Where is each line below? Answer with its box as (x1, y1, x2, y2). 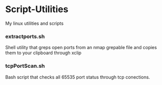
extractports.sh (5, 33, 45, 40)
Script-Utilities (5, 4, 69, 15)
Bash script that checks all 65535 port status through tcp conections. (5, 74, 150, 80)
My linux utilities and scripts (5, 20, 64, 26)
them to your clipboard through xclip (5, 50, 82, 56)
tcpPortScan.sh (5, 62, 45, 69)
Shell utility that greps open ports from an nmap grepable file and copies (5, 45, 157, 51)
